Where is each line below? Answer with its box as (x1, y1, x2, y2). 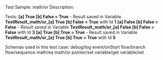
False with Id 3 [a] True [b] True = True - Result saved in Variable (5, 30, 137, 35)
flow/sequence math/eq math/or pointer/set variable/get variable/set (5, 49, 144, 55)
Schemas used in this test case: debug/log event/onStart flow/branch (5, 44, 146, 50)
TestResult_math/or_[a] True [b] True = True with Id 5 (5, 34, 116, 40)
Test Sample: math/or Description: (5, 4, 75, 10)
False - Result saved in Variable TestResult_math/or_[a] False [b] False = (5, 24, 155, 30)
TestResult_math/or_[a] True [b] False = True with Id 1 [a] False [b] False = (5, 19, 159, 25)
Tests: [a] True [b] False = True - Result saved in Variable (5, 14, 121, 19)
